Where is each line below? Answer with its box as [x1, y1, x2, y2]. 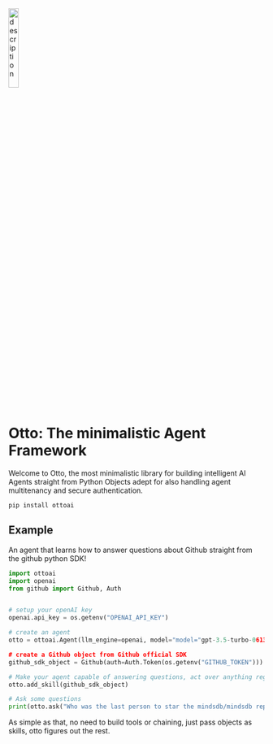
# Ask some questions [8, 695, 82, 703]
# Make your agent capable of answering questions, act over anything [8, 672, 253, 681]
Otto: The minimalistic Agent [8, 424, 206, 442]
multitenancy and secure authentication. [8, 485, 144, 495]
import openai [8, 576, 57, 585]
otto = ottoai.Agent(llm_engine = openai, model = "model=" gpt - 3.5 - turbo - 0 [8, 636, 256, 644]
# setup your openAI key [8, 606, 93, 615]
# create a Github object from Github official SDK [8, 650, 187, 659]
